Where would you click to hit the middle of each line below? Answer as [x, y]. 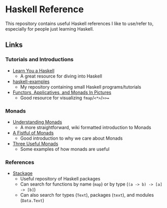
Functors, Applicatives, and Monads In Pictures [62, 92]
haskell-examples [31, 81]
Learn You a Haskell [34, 70]
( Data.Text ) [32, 200]
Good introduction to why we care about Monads [71, 138]
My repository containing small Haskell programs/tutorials [80, 87]
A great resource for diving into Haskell [61, 76]
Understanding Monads [37, 122]
